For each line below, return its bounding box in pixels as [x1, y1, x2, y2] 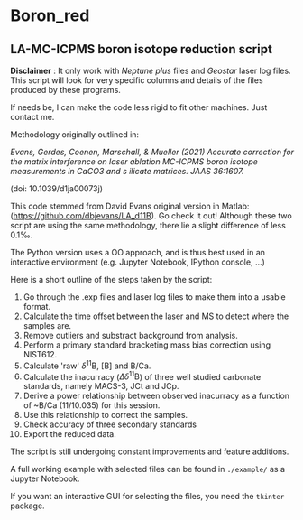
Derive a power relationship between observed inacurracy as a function [23, 390, 290, 402]
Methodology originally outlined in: [10, 129, 139, 140]
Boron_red [10, 5, 90, 26]
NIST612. [23, 349, 58, 359]
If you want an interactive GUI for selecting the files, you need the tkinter [10, 491, 285, 502]
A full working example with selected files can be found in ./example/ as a [10, 464, 286, 475]
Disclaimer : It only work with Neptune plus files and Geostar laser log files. [10, 65, 291, 76]
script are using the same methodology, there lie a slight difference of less [10, 220, 287, 230]
